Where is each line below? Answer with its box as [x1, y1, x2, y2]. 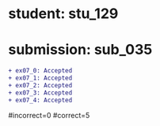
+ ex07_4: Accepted [8, 96, 73, 104]
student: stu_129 [8, 5, 119, 23]
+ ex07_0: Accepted [8, 67, 73, 75]
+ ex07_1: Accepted [8, 74, 73, 82]
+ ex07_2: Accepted [8, 81, 73, 89]
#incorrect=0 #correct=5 [8, 110, 90, 120]
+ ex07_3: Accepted [8, 88, 73, 97]
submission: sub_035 [8, 41, 153, 59]
